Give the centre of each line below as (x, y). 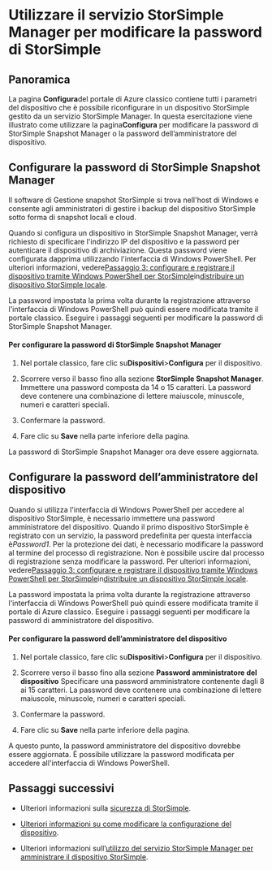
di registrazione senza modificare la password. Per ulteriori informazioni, (130, 561)
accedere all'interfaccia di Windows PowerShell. (89, 763)
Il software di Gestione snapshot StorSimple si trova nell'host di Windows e (134, 200)
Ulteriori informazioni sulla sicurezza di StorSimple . (106, 808)
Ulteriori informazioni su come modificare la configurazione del (126, 824)
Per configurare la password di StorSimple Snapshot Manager (115, 345)
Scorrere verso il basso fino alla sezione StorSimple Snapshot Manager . (142, 379)
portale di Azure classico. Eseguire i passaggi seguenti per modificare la (129, 612)
